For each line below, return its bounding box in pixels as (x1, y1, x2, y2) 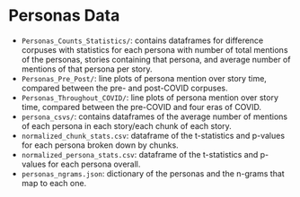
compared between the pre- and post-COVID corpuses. (21, 82, 228, 93)
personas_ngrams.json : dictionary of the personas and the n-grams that (21, 167, 285, 179)
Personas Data (8, 5, 120, 26)
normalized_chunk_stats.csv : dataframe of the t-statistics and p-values (21, 130, 285, 141)
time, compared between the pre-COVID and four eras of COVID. (21, 101, 262, 112)
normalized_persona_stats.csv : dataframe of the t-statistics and (21, 149, 259, 159)
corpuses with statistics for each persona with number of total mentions (21, 44, 288, 55)
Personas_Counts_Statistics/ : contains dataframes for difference (21, 35, 264, 46)
